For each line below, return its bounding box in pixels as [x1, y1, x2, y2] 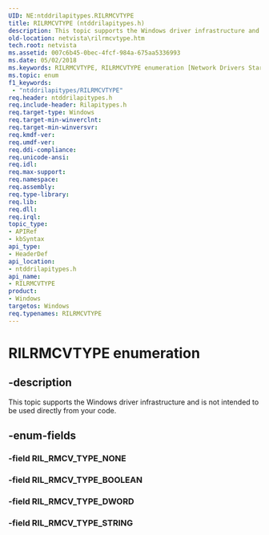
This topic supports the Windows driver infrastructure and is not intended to [8, 397, 259, 407]
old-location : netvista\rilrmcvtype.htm [8, 34, 146, 42]
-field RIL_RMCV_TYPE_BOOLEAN [8, 474, 143, 485]
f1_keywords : [8, 78, 52, 86]
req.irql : [8, 213, 42, 221]
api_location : [8, 257, 56, 265]
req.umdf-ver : [8, 138, 56, 147]
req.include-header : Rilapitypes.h [8, 101, 127, 109]
